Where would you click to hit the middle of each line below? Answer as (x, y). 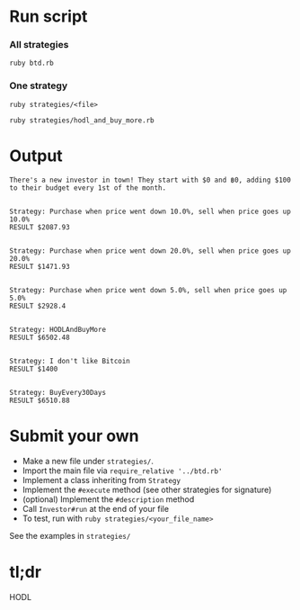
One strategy (39, 85)
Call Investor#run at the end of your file (95, 508)
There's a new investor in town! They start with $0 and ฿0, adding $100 (150, 180)
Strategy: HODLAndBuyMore (57, 329)
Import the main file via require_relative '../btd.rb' (122, 471)
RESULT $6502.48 (40, 337)
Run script (49, 17)
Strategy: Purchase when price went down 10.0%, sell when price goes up (150, 211)
